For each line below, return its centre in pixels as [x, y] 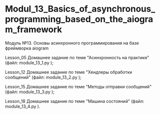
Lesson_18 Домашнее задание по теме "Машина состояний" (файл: [75, 101]
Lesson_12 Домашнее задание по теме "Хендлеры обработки [69, 72]
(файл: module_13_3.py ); [30, 92]
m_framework [33, 30]
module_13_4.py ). [23, 106]
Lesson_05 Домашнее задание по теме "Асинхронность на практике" [77, 57]
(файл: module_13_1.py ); [29, 63]
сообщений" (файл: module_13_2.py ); [43, 77]
